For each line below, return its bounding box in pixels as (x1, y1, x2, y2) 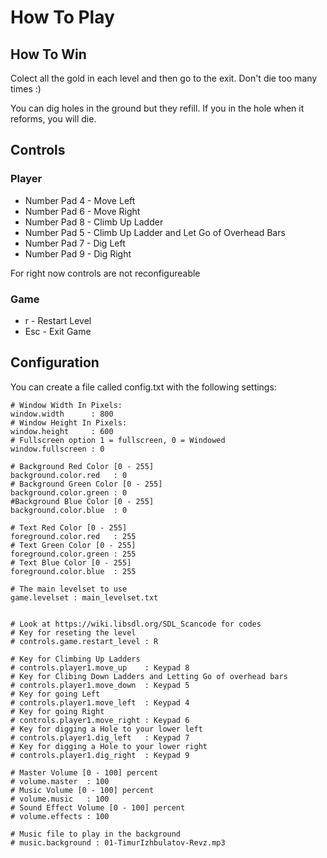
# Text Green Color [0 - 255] (10, 540, 137, 550)
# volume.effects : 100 (10, 811, 110, 821)
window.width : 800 (10, 409, 114, 419)
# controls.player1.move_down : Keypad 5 (10, 680, 190, 690)
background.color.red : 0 (10, 470, 128, 480)
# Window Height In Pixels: (10, 417, 128, 428)
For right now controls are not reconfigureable (10, 267, 201, 279)
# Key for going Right (10, 706, 105, 716)
